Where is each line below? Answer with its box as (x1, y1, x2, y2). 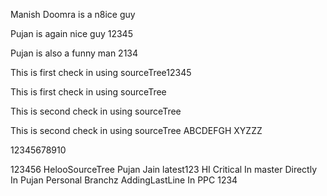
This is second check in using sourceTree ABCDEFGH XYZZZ (10, 125, 263, 136)
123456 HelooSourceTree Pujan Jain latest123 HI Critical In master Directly (10, 164, 317, 175)
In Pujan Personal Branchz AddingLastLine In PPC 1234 (10, 174, 238, 186)
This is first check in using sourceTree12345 (10, 67, 192, 78)
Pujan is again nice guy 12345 (10, 28, 133, 39)
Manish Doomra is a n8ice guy (10, 9, 136, 20)
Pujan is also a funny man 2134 (10, 47, 139, 59)
